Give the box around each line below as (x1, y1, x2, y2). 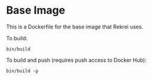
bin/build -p (6, 68, 39, 74)
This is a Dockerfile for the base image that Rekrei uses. (6, 23, 144, 30)
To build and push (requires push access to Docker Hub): (6, 56, 147, 63)
